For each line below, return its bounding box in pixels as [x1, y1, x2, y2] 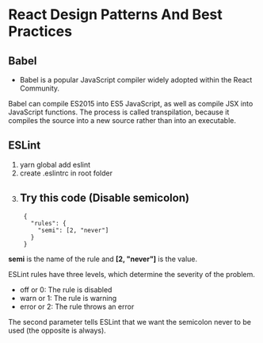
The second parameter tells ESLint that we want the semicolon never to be [8, 317, 252, 326]
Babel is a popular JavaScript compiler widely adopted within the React [19, 75, 253, 84]
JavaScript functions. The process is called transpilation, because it [8, 107, 230, 117]
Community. [19, 83, 60, 93]
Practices [8, 22, 73, 40]
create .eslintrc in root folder [19, 168, 113, 178]
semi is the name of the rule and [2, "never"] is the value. [8, 254, 198, 264]
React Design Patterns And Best [8, 6, 223, 24]
